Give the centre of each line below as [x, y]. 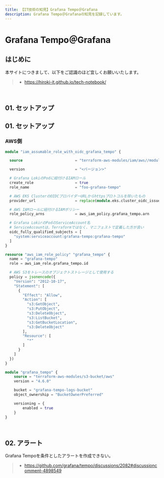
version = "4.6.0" [32, 381]
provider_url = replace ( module [60, 201]
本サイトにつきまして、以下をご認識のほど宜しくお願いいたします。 [73, 72]
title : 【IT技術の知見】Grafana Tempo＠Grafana [51, 10]
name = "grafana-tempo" [33, 259]
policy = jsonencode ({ [32, 277]
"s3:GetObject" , [43, 304]
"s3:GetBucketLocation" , [52, 322]
